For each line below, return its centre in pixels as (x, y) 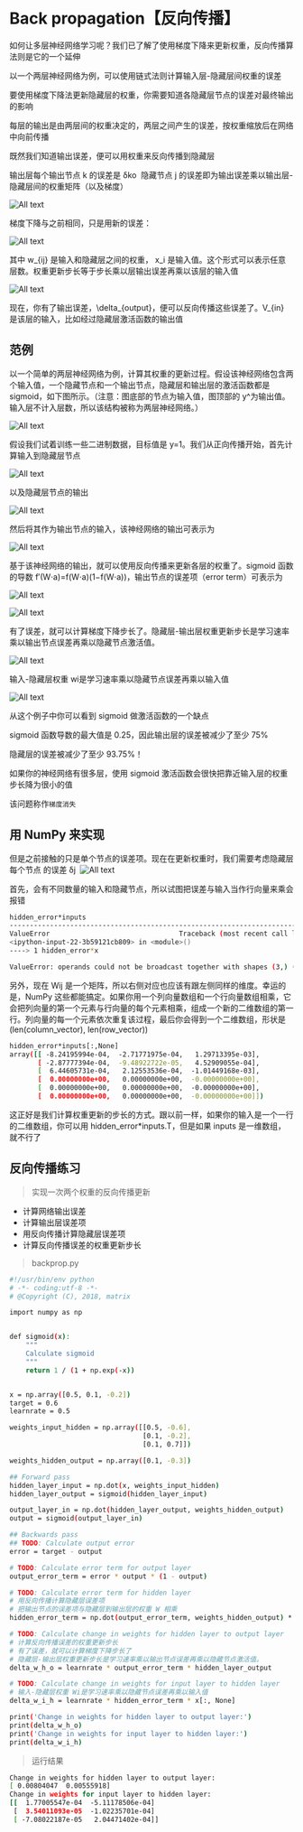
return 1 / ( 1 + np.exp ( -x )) (80, 1370)
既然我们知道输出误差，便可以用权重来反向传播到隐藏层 (112, 155)
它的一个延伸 (57, 56)
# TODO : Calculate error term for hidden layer (101, 1593)
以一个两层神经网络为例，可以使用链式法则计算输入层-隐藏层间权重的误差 (146, 75)
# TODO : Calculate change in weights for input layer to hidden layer (145, 1684)
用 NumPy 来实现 (57, 835)
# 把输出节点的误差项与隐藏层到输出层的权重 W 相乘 (93, 1609)
